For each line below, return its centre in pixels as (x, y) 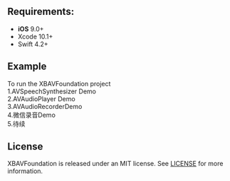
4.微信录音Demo (31, 115)
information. (25, 171)
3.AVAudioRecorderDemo (45, 106)
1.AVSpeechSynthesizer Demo (52, 91)
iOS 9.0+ (31, 29)
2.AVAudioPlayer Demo (42, 98)
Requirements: (41, 12)
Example (27, 67)
